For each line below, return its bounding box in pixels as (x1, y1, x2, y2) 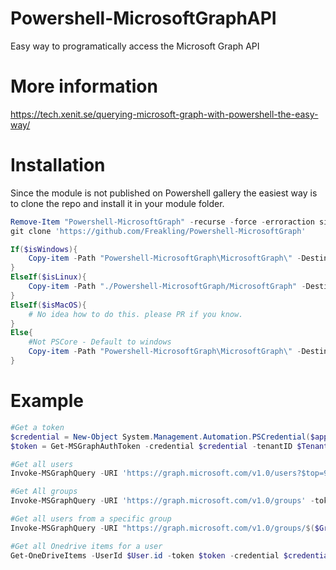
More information (10, 75, 158, 98)
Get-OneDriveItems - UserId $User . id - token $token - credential (10, 550, 280, 561)
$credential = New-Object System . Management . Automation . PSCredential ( (10, 432, 311, 442)
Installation (10, 154, 106, 177)
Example (10, 390, 84, 412)
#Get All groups (10, 487, 78, 497)
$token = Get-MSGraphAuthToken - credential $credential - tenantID (10, 441, 293, 451)
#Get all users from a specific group (10, 514, 172, 524)
